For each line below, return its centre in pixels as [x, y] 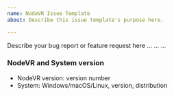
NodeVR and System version [56, 63]
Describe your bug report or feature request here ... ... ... [87, 45]
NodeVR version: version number [64, 78]
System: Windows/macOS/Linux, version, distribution [92, 85]
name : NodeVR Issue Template [49, 13]
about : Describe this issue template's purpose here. [86, 20]
